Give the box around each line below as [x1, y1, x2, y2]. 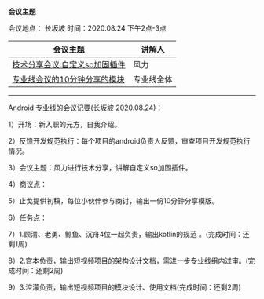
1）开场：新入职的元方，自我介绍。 [8, 120, 122, 129]
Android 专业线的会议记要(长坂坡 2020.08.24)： [8, 103, 163, 112]
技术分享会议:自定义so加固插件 [12, 60, 126, 70]
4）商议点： [8, 180, 48, 188]
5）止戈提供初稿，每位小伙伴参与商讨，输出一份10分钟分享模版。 [8, 196, 219, 206]
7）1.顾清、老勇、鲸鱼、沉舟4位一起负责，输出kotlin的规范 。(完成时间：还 [8, 230, 250, 239]
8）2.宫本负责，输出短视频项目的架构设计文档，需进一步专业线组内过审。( [8, 256, 249, 265]
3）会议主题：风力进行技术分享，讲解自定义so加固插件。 [8, 163, 192, 172]
